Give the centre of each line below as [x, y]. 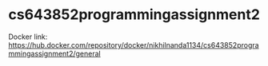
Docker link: [28, 37]
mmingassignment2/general [55, 53]
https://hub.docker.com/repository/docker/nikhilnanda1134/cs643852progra [134, 45]
